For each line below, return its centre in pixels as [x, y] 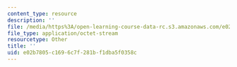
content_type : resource [42, 14]
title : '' [22, 46]
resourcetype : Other [38, 40]
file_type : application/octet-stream [63, 33]
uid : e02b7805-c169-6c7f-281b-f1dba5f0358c [72, 53]
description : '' [31, 20]
